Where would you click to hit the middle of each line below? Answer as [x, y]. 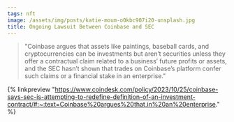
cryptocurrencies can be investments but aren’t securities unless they [125, 54]
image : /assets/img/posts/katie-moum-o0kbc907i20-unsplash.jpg [101, 20]
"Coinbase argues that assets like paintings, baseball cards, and [117, 47]
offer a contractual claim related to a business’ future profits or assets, [125, 61]
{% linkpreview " [31, 90]
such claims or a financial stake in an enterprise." [95, 76]
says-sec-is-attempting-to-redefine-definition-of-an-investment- [101, 97]
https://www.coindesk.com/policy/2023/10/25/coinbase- [137, 90]
